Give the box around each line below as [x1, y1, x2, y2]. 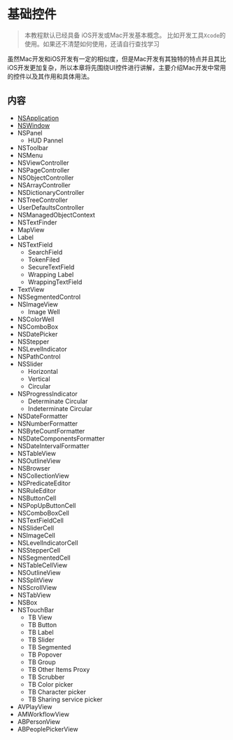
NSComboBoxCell [17, 509, 70, 517]
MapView [17, 225, 45, 234]
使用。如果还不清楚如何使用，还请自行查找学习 [24, 39, 160, 48]
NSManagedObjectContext [17, 210, 96, 219]
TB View [27, 613, 52, 621]
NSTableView [17, 449, 56, 457]
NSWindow [17, 121, 50, 130]
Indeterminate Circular [27, 404, 93, 412]
